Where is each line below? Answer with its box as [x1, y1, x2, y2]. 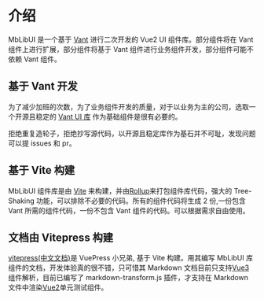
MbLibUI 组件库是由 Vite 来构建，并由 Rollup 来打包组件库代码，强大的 [8, 186, 233, 195]
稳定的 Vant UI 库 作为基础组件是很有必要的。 [35, 112, 182, 121]
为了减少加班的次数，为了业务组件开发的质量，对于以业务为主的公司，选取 [8, 102, 249, 111]
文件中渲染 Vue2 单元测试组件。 [8, 282, 108, 292]
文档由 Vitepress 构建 [8, 231, 114, 244]
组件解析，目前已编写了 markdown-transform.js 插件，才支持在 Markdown [8, 273, 249, 282]
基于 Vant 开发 [8, 79, 79, 93]
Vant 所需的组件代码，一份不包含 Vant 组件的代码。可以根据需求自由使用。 [8, 205, 250, 215]
